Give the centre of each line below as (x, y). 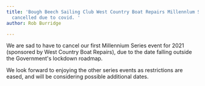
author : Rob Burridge (34, 23)
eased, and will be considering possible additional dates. (77, 77)
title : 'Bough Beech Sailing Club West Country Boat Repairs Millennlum (101, 12)
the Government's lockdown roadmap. (55, 59)
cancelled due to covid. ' (46, 18)
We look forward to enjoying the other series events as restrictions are (95, 70)
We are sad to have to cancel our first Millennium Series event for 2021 (95, 45)
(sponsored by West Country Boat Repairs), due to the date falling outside (99, 52)
